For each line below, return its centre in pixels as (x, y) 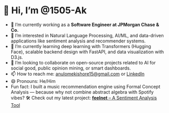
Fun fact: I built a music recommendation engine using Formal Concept (86, 86)
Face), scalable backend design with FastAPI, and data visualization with (87, 52)
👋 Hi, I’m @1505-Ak (45, 10)
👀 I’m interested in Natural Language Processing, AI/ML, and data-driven (87, 35)
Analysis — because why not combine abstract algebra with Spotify (82, 92)
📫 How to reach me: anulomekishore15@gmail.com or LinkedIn (78, 74)
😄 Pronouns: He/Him (33, 81)
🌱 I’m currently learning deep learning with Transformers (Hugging (81, 46)
